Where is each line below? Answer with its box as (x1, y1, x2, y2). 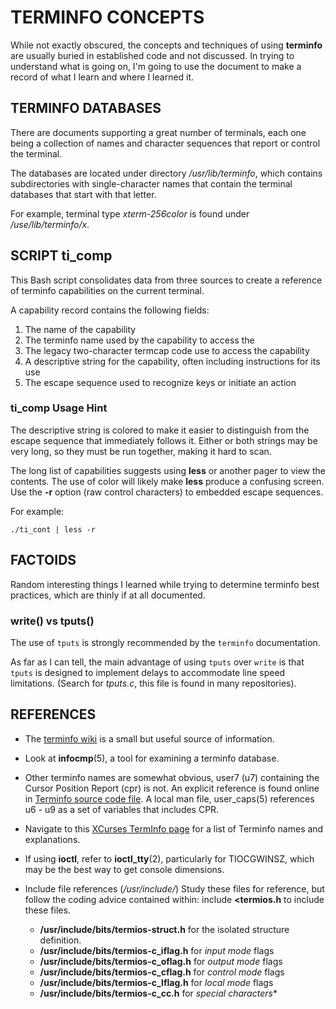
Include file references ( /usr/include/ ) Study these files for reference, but (24, 882, 325, 895)
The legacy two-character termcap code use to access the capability (24, 344, 310, 356)
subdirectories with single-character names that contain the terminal (10, 177, 293, 190)
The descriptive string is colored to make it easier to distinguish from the (10, 424, 310, 436)
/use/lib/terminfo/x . (10, 218, 90, 230)
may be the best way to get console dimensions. (24, 863, 225, 875)
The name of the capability (24, 323, 137, 335)
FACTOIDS (10, 552, 77, 569)
